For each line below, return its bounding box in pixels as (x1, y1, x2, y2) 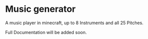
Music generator (5, 3, 76, 15)
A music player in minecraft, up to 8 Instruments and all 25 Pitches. (5, 20, 144, 26)
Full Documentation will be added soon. (5, 29, 87, 35)
